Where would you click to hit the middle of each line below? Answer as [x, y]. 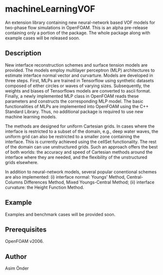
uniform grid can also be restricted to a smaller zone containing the [72, 136]
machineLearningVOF [50, 9]
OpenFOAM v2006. [24, 241]
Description [23, 53]
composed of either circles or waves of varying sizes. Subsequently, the [77, 86]
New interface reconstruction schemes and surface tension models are [76, 65]
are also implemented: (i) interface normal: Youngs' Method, [65, 177]
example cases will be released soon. [43, 38]
